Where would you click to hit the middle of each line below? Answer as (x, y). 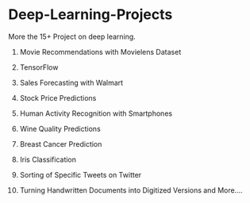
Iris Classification (48, 159)
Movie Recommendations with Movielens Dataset (100, 52)
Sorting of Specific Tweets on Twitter (81, 174)
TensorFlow (39, 67)
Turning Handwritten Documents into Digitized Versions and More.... (131, 190)
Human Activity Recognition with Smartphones (96, 113)
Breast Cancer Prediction (61, 144)
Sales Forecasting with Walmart (71, 82)
